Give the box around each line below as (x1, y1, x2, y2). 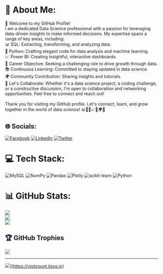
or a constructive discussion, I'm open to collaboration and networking (5, 85, 147, 91)
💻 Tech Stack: (5, 153, 65, 164)
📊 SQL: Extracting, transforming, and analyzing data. (5, 41, 112, 47)
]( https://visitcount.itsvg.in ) (10, 263, 64, 269)
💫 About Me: (5, 4, 56, 16)
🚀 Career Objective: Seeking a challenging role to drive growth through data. (5, 61, 158, 66)
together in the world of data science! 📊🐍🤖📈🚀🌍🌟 (5, 106, 106, 112)
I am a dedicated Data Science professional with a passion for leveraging (5, 25, 151, 31)
